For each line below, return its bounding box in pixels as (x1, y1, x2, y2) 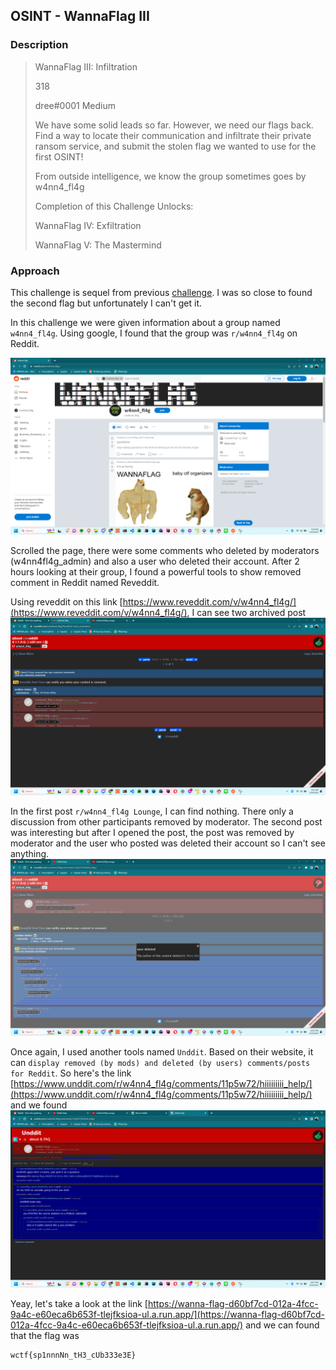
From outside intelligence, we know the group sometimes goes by (34, 170, 307, 182)
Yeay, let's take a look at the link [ (10, 1297, 148, 1309)
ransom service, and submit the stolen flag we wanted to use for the (34, 140, 317, 152)
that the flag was (10, 1329, 80, 1341)
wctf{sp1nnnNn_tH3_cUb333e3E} (10, 1350, 137, 1360)
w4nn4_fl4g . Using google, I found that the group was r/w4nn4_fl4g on (10, 327, 298, 339)
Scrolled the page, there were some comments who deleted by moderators (10, 545, 320, 557)
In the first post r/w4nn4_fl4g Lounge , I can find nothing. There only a (10, 805, 294, 817)
